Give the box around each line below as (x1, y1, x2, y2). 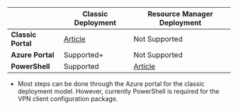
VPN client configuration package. (17, 94, 118, 103)
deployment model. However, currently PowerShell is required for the (17, 87, 220, 95)
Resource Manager (147, 9, 214, 18)
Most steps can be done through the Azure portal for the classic (17, 80, 205, 87)
